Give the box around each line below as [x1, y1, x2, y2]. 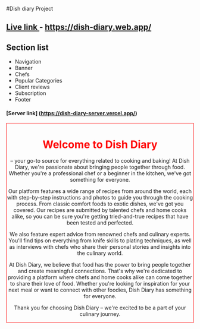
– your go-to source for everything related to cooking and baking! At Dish [10, 157, 190, 164]
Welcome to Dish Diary [42, 138, 158, 151]
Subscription [14, 90, 46, 97]
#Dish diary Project [6, 5, 54, 12]
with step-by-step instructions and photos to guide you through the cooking [7, 194, 193, 201]
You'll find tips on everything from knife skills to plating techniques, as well [8, 237, 192, 244]
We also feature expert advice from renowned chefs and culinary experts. [10, 231, 190, 238]
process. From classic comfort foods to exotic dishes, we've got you [16, 200, 184, 207]
